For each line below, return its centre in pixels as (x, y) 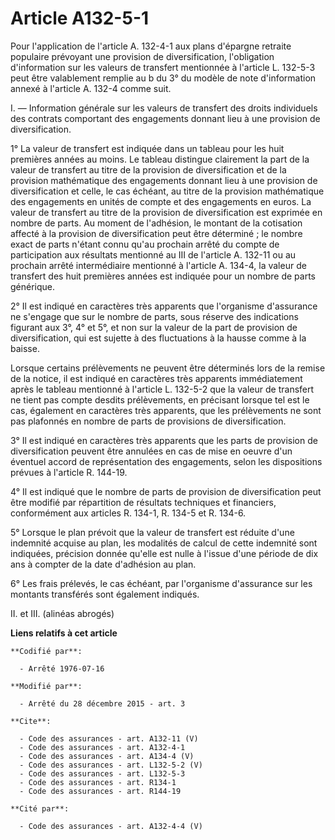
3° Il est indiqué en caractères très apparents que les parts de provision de (164, 440)
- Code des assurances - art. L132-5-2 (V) (111, 765)
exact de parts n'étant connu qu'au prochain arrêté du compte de (145, 244)
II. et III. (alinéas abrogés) (62, 613)
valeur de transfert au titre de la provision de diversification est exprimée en (166, 212)
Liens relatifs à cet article (64, 633)
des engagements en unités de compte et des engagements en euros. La (161, 201)
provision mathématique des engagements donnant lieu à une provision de (164, 180)
